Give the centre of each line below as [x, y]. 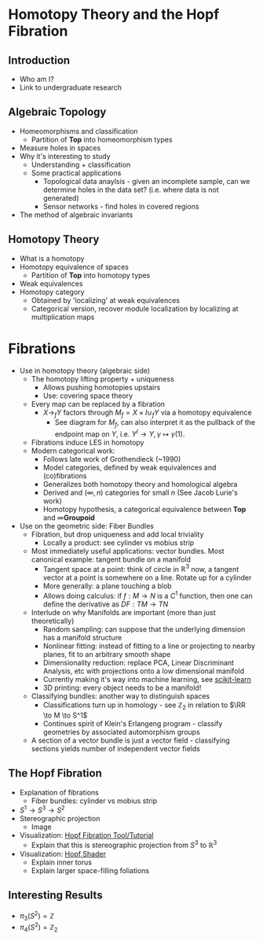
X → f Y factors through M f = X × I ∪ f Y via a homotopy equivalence [148, 413]
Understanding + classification [81, 164]
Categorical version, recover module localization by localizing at [135, 308]
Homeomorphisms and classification [79, 131]
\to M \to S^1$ [65, 715]
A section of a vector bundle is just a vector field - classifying [130, 740]
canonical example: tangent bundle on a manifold [111, 559]
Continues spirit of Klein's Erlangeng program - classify [133, 723]
